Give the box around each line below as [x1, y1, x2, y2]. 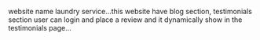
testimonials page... [8, 24, 72, 32]
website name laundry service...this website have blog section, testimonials [8, 7, 253, 16]
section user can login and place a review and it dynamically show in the [8, 15, 243, 24]
